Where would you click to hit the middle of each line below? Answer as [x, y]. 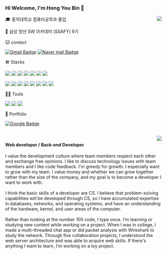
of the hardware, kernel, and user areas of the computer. [63, 209]
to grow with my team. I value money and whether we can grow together [80, 172]
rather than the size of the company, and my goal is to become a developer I [83, 177]
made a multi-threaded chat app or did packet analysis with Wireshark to [80, 230]
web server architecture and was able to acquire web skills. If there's [76, 241]
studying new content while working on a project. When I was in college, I [81, 225]
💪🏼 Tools [14, 94]
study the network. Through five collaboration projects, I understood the [79, 235]
